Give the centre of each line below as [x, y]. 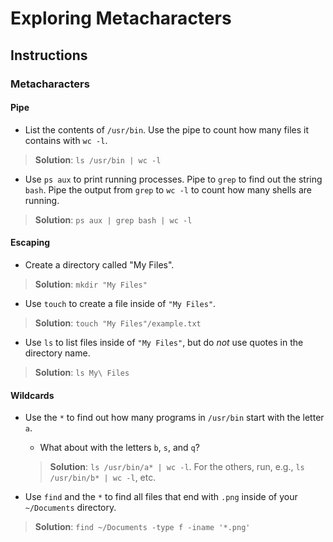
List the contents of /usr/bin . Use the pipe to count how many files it [167, 129]
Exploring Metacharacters [121, 18]
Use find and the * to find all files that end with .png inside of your [161, 497]
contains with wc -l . [66, 140]
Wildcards [32, 395]
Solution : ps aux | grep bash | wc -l [113, 219]
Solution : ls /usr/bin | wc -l [98, 159]
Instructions [49, 55]
